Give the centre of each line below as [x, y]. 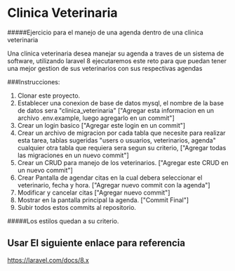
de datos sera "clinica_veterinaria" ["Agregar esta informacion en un [116, 110]
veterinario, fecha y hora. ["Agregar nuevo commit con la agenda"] [114, 185]
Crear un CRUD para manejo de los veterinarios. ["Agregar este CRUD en [123, 162]
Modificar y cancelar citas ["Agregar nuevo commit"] [94, 192]
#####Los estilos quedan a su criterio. [63, 221]
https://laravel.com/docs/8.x [48, 260]
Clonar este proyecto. [49, 95]
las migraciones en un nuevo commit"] [73, 155]
